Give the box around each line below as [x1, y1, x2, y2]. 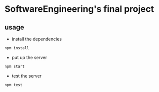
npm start [4, 64, 25, 69]
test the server [11, 73, 42, 79]
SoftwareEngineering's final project [4, 3, 154, 15]
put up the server [11, 54, 47, 60]
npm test [4, 82, 23, 87]
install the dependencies [11, 36, 62, 42]
